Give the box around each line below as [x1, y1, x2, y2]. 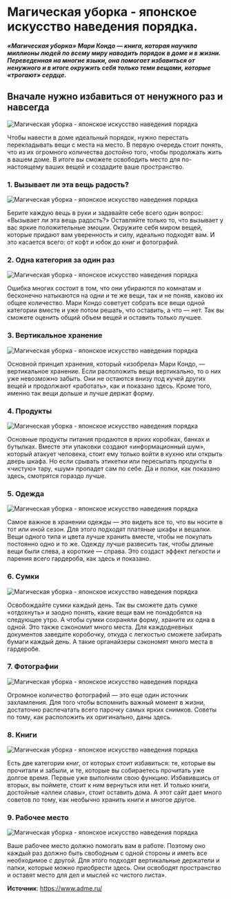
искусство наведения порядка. [7, 19, 198, 34]
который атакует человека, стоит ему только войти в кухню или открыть [7, 449, 223, 458]
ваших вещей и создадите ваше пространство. [45, 163, 185, 171]
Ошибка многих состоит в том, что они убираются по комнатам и [7, 284, 201, 293]
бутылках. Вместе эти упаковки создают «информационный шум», [7, 442, 205, 451]
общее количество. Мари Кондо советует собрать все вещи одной [7, 299, 205, 307]
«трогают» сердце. [7, 70, 67, 79]
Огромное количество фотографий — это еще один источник [7, 690, 188, 699]
